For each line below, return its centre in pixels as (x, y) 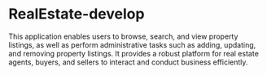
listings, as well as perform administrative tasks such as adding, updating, (132, 44)
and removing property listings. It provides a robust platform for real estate (133, 53)
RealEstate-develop (77, 14)
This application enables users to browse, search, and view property (123, 36)
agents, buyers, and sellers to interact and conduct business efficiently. (128, 62)
